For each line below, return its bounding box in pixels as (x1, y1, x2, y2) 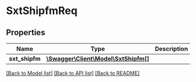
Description (155, 45, 188, 53)
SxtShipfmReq (6, 4, 78, 18)
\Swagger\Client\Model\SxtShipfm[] (46, 54, 150, 63)
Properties (6, 28, 45, 37)
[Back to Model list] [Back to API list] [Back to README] (6, 70, 140, 77)
